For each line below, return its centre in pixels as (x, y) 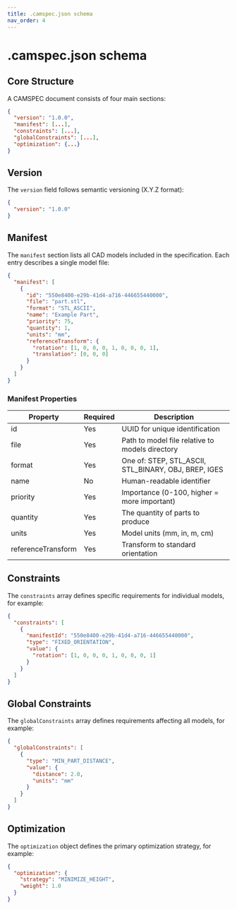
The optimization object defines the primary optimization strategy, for (109, 846)
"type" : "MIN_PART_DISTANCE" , (70, 761)
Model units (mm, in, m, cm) (168, 533)
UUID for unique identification (171, 429)
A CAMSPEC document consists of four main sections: (86, 98)
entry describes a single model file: (59, 262)
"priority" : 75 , (50, 322)
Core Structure (41, 82)
